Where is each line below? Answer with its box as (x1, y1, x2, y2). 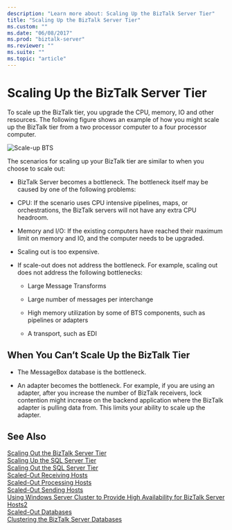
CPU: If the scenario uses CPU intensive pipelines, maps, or (17, 198, 188, 206)
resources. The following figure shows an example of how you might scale (7, 115, 220, 123)
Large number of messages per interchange (27, 295, 154, 303)
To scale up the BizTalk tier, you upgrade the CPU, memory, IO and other (7, 108, 215, 116)
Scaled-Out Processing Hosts (7, 479, 92, 487)
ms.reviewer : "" (7, 42, 54, 49)
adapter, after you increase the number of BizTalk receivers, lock (17, 389, 202, 397)
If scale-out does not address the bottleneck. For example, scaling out (17, 260, 218, 269)
